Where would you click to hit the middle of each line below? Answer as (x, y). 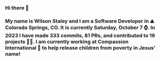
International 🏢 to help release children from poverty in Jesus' (80, 48)
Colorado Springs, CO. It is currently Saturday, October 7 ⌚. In (80, 28)
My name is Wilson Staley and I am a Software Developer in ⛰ (80, 21)
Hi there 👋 (17, 8)
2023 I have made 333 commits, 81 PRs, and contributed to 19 (80, 35)
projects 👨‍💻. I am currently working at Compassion (67, 41)
